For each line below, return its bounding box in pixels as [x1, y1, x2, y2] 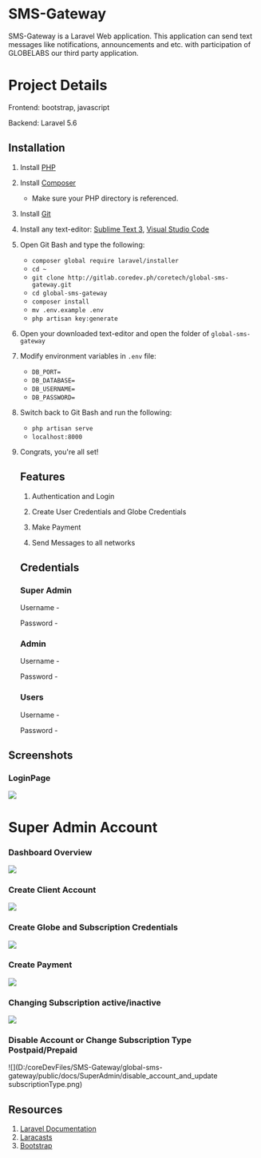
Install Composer [19, 177, 77, 188]
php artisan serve [31, 424, 93, 432]
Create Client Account [8, 884, 97, 895]
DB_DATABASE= [31, 376, 76, 384]
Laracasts [19, 1132, 53, 1142]
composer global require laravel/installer [31, 256, 180, 264]
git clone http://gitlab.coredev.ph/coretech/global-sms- [31, 273, 229, 282]
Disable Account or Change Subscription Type [8, 1035, 192, 1046]
